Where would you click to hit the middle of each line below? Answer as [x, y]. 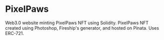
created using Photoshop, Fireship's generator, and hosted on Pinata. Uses [82, 28]
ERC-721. [14, 33]
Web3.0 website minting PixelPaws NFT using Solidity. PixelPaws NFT [77, 23]
